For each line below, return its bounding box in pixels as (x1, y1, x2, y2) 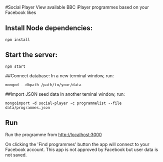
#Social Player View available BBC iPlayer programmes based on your (5, 4, 149, 10)
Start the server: (5, 51, 58, 59)
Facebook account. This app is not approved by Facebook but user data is (5, 147, 158, 153)
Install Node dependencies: (5, 24, 93, 32)
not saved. (5, 152, 27, 158)
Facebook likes (5, 9, 36, 15)
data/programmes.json (5, 105, 50, 110)
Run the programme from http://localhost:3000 (5, 132, 102, 138)
